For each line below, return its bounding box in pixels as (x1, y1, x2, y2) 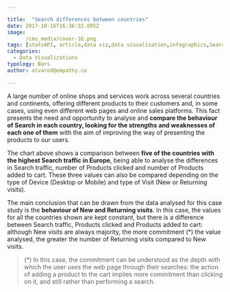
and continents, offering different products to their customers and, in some (7, 99, 218, 107)
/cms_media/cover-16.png (25, 35, 97, 42)
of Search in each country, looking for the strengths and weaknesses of (7, 121, 216, 129)
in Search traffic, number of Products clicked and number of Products (7, 163, 204, 171)
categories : (7, 48, 41, 55)
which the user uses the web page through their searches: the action (23, 263, 219, 271)
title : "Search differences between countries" (7, 16, 149, 23)
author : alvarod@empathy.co (7, 66, 88, 74)
